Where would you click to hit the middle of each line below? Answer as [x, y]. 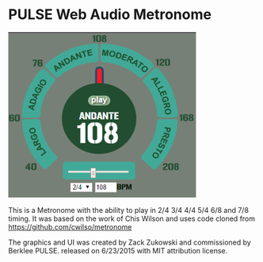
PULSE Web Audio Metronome [110, 15]
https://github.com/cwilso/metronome [70, 226]
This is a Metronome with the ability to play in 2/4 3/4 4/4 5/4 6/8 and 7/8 [129, 210]
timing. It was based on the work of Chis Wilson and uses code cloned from [132, 218]
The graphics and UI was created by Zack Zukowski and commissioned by [130, 242]
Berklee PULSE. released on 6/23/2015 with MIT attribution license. [118, 250]
